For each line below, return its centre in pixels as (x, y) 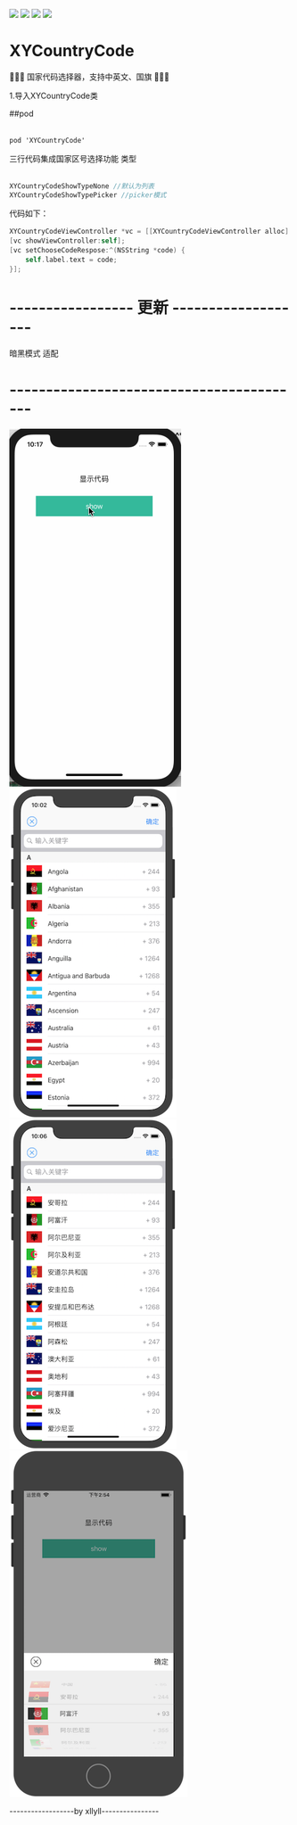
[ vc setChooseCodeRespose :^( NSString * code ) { (97, 251)
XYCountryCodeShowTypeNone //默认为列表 (82, 186)
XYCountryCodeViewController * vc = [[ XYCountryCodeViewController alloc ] (149, 232)
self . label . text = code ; (71, 260)
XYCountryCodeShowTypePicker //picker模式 (88, 195)
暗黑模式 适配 (34, 353)
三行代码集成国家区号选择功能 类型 (73, 158)
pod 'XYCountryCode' (48, 140)
